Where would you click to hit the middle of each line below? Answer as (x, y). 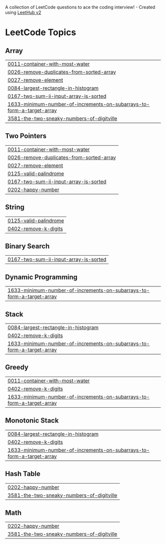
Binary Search (27, 246)
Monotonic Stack (32, 421)
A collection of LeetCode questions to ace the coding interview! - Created (80, 7)
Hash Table (23, 474)
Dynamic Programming (41, 277)
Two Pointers (26, 136)
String (15, 207)
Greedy (17, 367)
